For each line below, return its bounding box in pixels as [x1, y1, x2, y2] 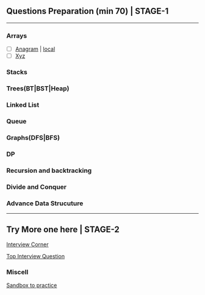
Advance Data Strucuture [6, 199, 84, 208]
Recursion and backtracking [6, 166, 92, 175]
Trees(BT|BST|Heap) [6, 84, 70, 93]
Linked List [6, 101, 40, 109]
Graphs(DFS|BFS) [6, 133, 60, 142]
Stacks [6, 68, 27, 76]
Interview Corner [6, 241, 49, 248]
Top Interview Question [6, 252, 65, 260]
